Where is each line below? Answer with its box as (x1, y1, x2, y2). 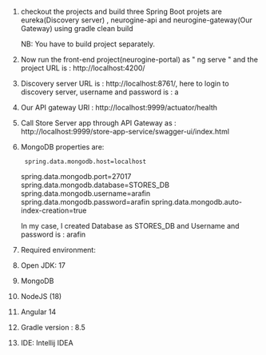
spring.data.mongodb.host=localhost (24, 158, 147, 166)
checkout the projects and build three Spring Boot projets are (20, 7, 223, 16)
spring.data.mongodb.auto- (151, 197, 243, 206)
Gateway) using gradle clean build (20, 24, 134, 33)
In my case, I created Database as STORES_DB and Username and (20, 221, 240, 230)
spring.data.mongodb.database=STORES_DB (20, 180, 170, 189)
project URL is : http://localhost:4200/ (20, 63, 146, 73)
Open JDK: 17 (20, 261, 66, 270)
